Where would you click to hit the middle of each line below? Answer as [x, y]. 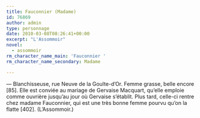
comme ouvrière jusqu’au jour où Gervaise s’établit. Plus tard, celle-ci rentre [100, 97]
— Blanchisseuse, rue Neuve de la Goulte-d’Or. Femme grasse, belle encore [100, 83]
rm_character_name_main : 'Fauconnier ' [56, 56]
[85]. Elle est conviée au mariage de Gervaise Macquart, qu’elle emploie [95, 90]
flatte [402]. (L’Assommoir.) [40, 109]
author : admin [24, 23]
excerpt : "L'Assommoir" [36, 39]
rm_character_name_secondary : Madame [53, 61]
